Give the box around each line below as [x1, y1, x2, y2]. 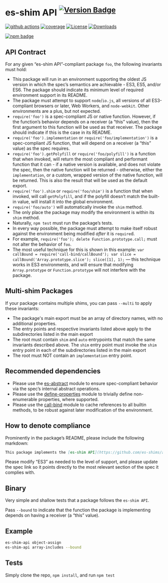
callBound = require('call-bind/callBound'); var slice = [12, 252, 136, 257]
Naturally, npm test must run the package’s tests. [12, 220, 113, 226]
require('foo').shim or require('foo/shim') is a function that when [12, 188, 153, 194]
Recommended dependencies [5, 367, 101, 375]
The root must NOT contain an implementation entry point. [12, 352, 132, 358]
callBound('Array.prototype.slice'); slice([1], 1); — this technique [12, 256, 161, 263]
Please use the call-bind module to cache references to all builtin [12, 402, 146, 408]
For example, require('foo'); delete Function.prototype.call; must [12, 236, 157, 242]
